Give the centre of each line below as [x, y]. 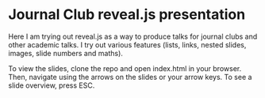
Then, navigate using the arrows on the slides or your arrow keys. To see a [130, 77]
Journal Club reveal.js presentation [127, 15]
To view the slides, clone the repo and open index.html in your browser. [125, 68]
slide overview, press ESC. [52, 85]
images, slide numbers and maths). [65, 53]
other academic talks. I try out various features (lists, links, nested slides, [127, 44]
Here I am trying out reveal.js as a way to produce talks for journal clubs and [133, 36]
